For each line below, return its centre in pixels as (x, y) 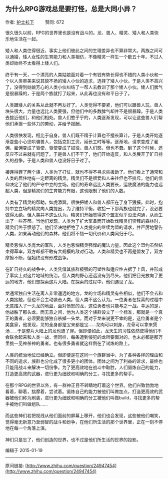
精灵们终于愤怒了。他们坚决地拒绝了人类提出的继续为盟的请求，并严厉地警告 (84, 227)
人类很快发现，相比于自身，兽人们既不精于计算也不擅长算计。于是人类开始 (82, 135)
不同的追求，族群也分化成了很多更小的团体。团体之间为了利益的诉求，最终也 (84, 361)
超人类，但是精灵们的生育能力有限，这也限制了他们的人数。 (66, 190)
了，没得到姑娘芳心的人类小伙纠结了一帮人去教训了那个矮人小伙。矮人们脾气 (84, 87)
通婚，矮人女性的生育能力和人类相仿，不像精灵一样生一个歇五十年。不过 (84, 57)
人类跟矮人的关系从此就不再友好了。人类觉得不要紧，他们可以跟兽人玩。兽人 (84, 105)
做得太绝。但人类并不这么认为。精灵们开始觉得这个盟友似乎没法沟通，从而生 (84, 215)
